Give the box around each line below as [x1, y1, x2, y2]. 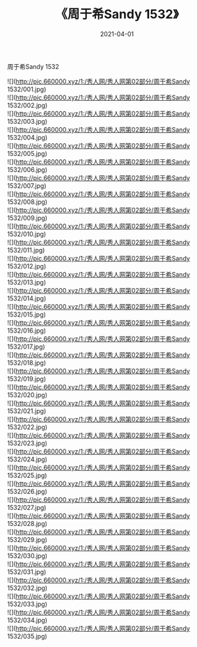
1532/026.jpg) [7, 487, 47, 495]
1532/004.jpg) [7, 133, 48, 141]
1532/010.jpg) [7, 230, 47, 238]
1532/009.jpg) [7, 214, 47, 222]
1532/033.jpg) [7, 600, 47, 608]
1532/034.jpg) [7, 616, 47, 624]
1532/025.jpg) [7, 471, 47, 479]
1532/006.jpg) [7, 165, 47, 174]
